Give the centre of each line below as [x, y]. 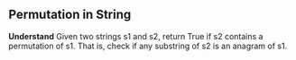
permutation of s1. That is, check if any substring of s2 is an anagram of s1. [148, 46]
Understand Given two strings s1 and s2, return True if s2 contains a [136, 36]
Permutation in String [70, 15]
